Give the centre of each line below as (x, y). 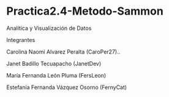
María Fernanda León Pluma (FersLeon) (56, 75)
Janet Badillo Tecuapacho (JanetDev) (54, 63)
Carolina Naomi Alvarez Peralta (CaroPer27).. (63, 52)
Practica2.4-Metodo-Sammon (85, 11)
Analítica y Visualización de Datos (49, 28)
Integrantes (21, 40)
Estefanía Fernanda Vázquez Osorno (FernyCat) (67, 87)
